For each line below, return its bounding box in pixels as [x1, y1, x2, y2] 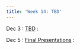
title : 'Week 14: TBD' [6, 8, 62, 15]
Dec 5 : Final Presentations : [6, 36, 75, 43]
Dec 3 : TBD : [6, 25, 39, 32]
